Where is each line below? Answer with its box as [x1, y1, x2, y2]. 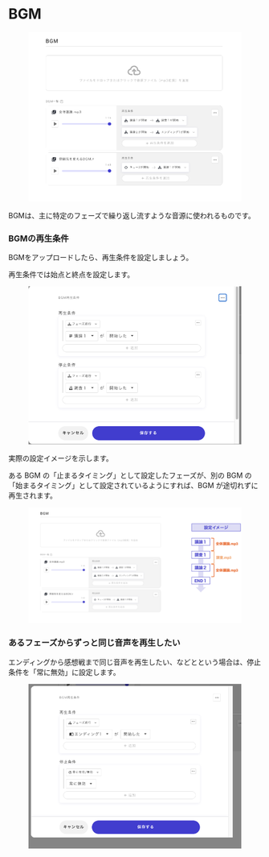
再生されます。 [8, 491, 58, 500]
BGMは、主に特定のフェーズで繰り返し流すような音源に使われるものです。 [8, 211, 255, 221]
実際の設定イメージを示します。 [8, 453, 114, 463]
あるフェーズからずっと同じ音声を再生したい [8, 637, 181, 648]
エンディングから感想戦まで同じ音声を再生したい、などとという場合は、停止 [8, 657, 262, 667]
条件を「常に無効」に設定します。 [8, 667, 120, 677]
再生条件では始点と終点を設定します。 [8, 270, 135, 279]
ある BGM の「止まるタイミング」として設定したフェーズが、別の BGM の [8, 470, 252, 480]
